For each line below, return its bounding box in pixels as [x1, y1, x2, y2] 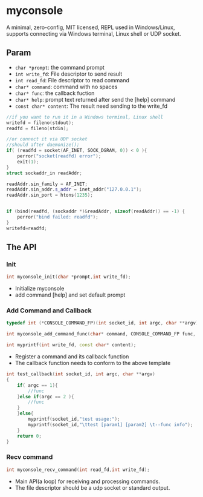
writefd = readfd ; [6, 225, 47, 231]
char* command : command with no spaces [14, 83, 118, 90]
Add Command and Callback [6, 306, 92, 315]
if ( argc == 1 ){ [17, 382, 59, 388]
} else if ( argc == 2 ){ [17, 393, 74, 400]
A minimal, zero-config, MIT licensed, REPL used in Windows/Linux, [6, 24, 175, 31]
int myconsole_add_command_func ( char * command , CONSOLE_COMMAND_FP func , [6, 331, 196, 337]
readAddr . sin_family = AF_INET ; [6, 181, 88, 187]
